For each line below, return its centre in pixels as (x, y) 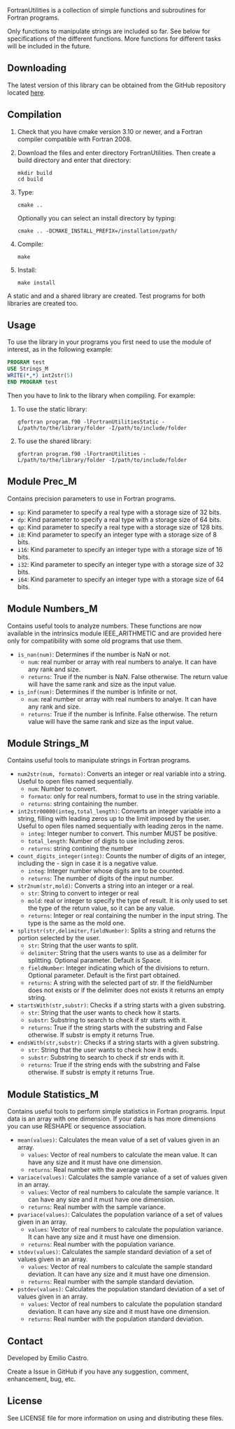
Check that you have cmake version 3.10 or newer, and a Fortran (110, 131)
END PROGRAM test (33, 382)
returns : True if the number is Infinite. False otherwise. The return (123, 714)
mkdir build (35, 173)
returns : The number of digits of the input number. (101, 878)
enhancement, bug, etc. (42, 1379)
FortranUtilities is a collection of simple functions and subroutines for (107, 10)
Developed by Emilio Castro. (48, 1358)
